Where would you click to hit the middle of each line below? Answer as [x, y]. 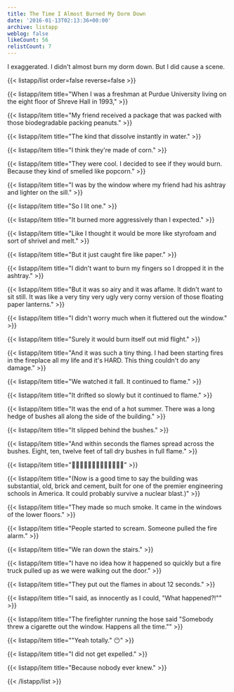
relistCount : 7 [30, 47]
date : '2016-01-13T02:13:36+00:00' [59, 20]
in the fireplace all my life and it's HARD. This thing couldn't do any [104, 360]
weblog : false [28, 34]
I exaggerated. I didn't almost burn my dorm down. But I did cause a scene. [116, 67]
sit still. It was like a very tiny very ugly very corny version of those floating [115, 297]
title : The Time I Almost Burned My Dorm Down [77, 14]
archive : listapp [33, 27]
